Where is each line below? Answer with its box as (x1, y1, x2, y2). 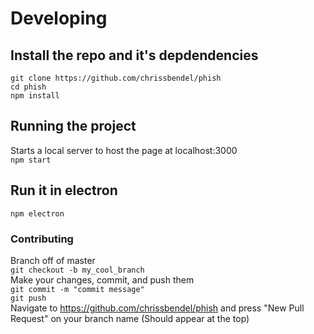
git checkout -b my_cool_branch (10, 265, 145, 275)
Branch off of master (10, 254, 96, 266)
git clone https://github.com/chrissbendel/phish (10, 73, 222, 83)
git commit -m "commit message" (10, 284, 145, 294)
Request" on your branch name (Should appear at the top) (10, 312, 250, 324)
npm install (10, 91, 60, 101)
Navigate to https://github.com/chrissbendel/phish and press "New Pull (10, 302, 305, 314)
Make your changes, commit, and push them (10, 273, 195, 286)
